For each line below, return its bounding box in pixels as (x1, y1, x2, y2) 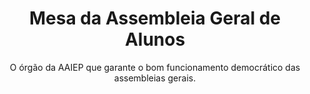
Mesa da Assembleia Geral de (29, 7, 281, 30)
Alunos (124, 28, 186, 51)
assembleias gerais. (113, 72, 197, 84)
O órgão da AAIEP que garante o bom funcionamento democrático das (9, 61, 301, 73)
